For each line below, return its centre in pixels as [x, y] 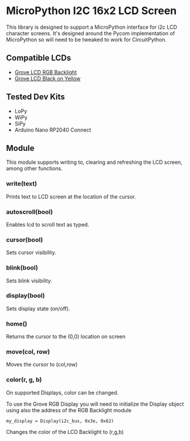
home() [17, 324]
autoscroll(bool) [30, 211]
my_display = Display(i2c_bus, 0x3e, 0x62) [60, 421]
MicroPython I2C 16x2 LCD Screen [91, 11]
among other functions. [34, 169]
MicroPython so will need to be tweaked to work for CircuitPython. [86, 39]
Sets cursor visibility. [31, 253]
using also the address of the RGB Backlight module [69, 410]
